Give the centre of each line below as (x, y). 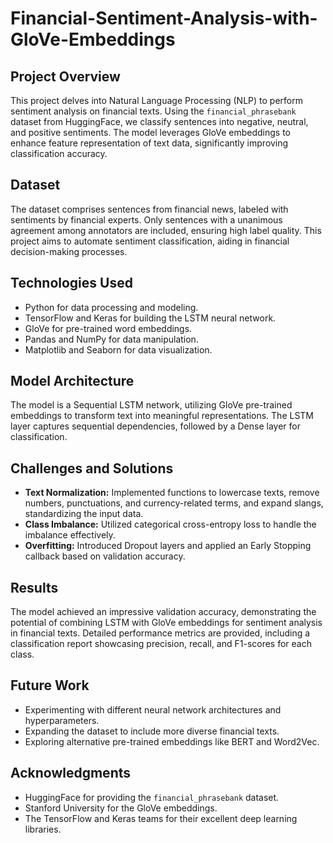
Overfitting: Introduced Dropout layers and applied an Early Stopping (168, 546)
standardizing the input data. (84, 514)
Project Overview (65, 76)
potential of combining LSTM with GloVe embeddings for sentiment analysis (166, 623)
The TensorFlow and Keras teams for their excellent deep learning (161, 818)
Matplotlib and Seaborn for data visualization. (118, 349)
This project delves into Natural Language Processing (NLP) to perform (156, 100)
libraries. (43, 829)
